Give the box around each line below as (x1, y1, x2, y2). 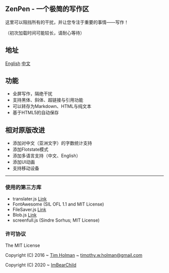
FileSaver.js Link (12, 206, 46, 213)
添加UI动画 (12, 159, 35, 165)
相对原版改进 (5, 125, 45, 134)
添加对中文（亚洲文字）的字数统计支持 (12, 140, 92, 146)
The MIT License (5, 242, 40, 248)
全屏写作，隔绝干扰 (12, 91, 53, 97)
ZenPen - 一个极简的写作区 (5, 5, 90, 14)
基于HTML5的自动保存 (12, 110, 59, 116)
